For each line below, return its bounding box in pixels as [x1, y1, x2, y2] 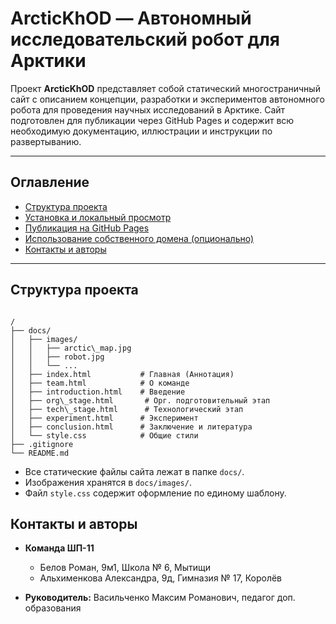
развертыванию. [10, 135, 82, 147]
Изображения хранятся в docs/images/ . [24, 476, 192, 488]
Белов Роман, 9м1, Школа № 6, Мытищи [39, 562, 212, 574]
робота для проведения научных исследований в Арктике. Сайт [10, 103, 286, 116]
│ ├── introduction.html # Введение [10, 387, 186, 397]
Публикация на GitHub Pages [24, 222, 150, 234]
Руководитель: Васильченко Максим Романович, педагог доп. [24, 592, 296, 604]
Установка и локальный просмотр [24, 211, 172, 223]
